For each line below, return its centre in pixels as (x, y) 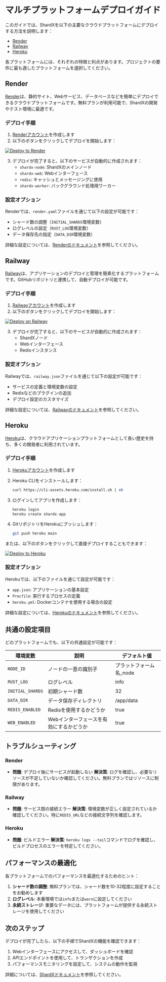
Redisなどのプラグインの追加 (42, 393)
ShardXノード (34, 338)
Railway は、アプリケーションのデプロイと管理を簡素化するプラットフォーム (82, 274)
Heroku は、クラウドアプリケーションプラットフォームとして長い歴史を (77, 438)
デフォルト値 (137, 656)
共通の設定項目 (28, 630)
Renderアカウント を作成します (43, 135)
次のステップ (25, 928)
